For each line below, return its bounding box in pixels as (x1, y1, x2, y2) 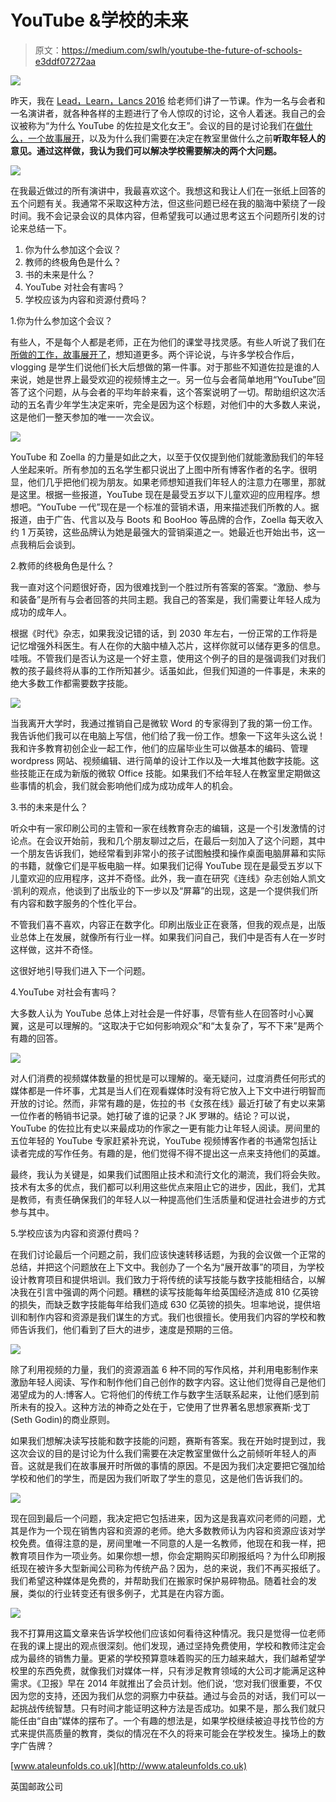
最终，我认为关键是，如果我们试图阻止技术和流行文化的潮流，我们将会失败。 (10, 1168, 326, 1180)
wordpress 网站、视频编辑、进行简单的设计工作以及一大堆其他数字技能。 (10, 754, 311, 766)
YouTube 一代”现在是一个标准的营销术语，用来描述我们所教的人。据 (40, 501, 320, 513)
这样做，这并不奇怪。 (10, 943, 98, 955)
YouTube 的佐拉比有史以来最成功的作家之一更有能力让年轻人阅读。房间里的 (10, 1122, 321, 1134)
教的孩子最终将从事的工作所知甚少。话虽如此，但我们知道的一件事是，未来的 (10, 664, 326, 676)
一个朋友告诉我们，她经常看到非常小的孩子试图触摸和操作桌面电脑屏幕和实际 (10, 847, 326, 859)
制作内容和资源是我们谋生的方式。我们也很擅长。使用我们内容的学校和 (27, 1311, 317, 1323)
